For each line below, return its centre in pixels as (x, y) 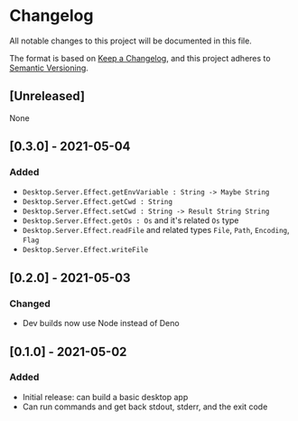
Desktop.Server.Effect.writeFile (85, 250)
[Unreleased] (47, 96)
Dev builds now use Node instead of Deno (101, 323)
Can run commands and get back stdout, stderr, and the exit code (145, 407)
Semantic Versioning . (49, 68)
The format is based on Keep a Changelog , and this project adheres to (140, 58)
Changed (30, 304)
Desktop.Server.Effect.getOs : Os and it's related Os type (130, 220)
